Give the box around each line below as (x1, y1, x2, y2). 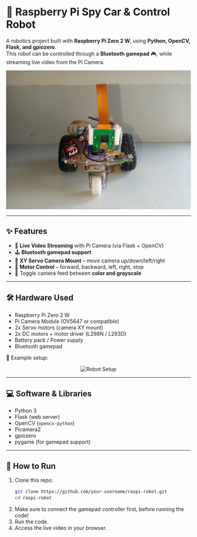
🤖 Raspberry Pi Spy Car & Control (6, 5, 170, 19)
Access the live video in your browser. (14, 524, 107, 531)
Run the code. (14, 518, 49, 525)
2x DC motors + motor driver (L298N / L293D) (14, 330, 127, 337)
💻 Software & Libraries (6, 388, 92, 399)
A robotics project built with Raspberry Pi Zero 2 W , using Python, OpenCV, (6, 37, 191, 44)
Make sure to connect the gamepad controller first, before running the (14, 505, 184, 512)
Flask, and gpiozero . (6, 44, 57, 51)
